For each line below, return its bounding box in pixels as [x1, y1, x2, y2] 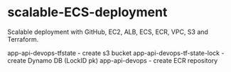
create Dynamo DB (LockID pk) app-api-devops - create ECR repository [7, 56, 218, 64]
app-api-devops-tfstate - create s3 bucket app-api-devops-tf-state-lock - [7, 49, 225, 57]
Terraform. [7, 35, 39, 43]
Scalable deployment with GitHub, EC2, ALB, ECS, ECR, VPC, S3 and [7, 28, 208, 36]
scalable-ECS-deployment [7, 4, 168, 20]
